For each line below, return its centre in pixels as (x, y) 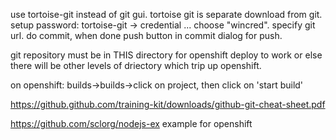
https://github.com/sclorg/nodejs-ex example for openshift (131, 123)
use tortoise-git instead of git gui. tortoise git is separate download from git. (166, 14)
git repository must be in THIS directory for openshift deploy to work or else (166, 55)
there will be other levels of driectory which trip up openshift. (136, 65)
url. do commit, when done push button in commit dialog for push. (146, 35)
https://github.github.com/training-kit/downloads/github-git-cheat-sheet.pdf (168, 104)
